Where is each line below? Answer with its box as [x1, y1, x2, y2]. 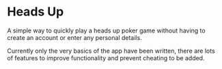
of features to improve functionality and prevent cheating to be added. [7, 53, 205, 62]
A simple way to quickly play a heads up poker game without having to [7, 26, 206, 34]
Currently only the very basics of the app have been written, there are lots [7, 47, 215, 55]
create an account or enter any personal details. [7, 33, 142, 41]
